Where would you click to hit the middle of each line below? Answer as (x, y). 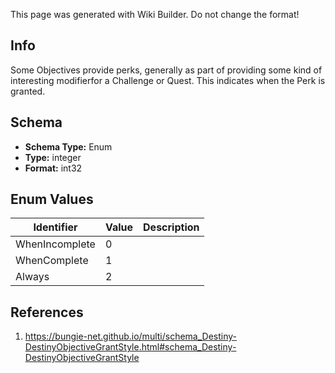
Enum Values (52, 199)
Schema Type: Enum (68, 146)
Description (171, 227)
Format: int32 (53, 168)
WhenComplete (52, 261)
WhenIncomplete (55, 244)
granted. (28, 91)
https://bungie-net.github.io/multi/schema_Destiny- (131, 336)
